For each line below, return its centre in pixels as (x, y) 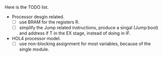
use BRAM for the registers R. (49, 22)
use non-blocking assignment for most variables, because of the (85, 44)
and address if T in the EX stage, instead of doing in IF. (75, 33)
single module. (34, 50)
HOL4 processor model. (36, 39)
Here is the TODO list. (27, 7)
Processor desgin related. (38, 17)
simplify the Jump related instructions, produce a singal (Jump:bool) (89, 28)
